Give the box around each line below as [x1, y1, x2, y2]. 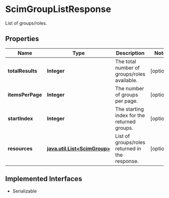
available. [115, 77, 138, 84]
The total [115, 58, 136, 65]
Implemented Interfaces [5, 174, 82, 183]
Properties [5, 35, 39, 43]
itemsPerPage [8, 91, 42, 98]
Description [116, 49, 145, 56]
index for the [115, 112, 145, 119]
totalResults [8, 67, 38, 74]
